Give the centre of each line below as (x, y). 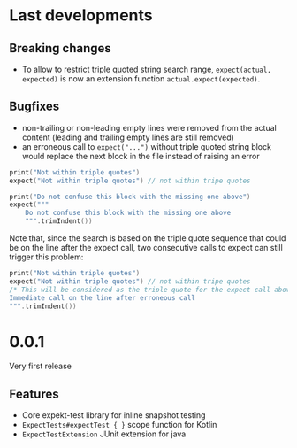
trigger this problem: (46, 257)
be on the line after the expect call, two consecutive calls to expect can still (146, 248)
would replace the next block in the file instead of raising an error (141, 156)
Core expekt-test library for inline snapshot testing (114, 415)
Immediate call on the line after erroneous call (103, 297)
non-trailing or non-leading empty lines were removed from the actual (149, 127)
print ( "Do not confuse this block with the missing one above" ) (130, 197)
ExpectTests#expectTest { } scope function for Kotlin (119, 425)
